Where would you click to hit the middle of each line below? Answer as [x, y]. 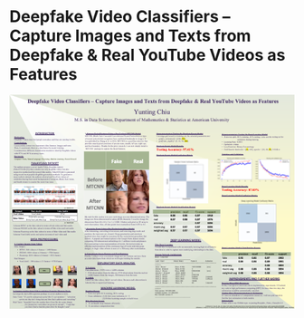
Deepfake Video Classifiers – [120, 17]
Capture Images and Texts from [130, 36]
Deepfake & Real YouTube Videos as [147, 55]
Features [43, 75]
